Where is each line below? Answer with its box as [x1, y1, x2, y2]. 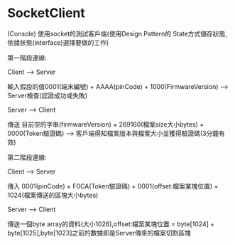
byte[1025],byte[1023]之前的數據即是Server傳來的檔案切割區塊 [7, 228, 192, 237]
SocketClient [7, 5, 85, 21]
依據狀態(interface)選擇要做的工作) [7, 38, 109, 47]
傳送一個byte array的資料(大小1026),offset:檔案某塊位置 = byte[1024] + [7, 219, 215, 228]
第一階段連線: [7, 53, 48, 62]
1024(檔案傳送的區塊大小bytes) [7, 191, 99, 199]
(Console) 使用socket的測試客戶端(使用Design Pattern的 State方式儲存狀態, [7, 29, 227, 38]
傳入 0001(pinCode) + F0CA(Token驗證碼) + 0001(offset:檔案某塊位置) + [7, 181, 219, 190]
